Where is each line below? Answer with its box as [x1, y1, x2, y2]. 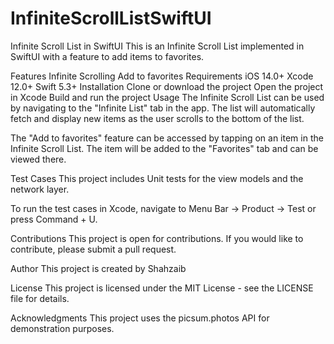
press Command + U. [10, 213, 98, 225]
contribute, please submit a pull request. [10, 243, 177, 255]
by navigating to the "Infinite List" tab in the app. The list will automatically [10, 102, 316, 114]
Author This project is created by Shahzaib [10, 262, 187, 274]
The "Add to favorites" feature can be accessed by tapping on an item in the [10, 132, 324, 144]
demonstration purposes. [10, 322, 115, 334]
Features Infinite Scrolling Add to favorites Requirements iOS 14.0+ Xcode [10, 70, 314, 82]
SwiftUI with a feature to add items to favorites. [10, 50, 205, 62]
